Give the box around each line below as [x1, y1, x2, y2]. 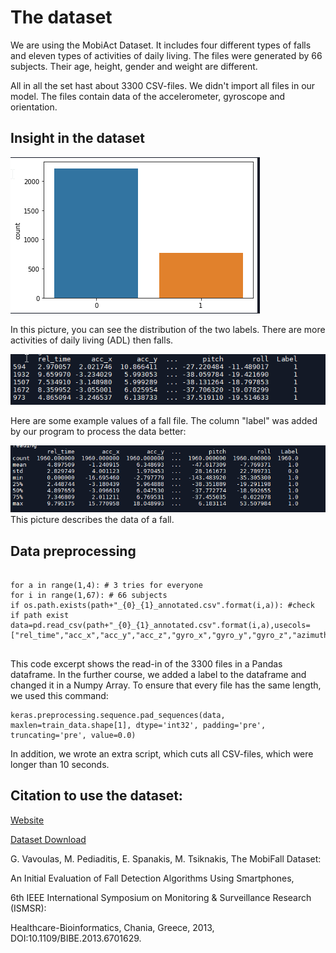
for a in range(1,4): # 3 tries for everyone [10, 580, 203, 590]
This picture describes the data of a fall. [10, 514, 175, 526]
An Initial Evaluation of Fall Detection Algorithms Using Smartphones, [10, 872, 295, 884]
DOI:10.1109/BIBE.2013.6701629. [10, 932, 142, 944]
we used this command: [10, 689, 109, 701]
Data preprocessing [10, 542, 137, 560]
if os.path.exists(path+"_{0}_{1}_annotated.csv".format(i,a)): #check [10, 600, 315, 610]
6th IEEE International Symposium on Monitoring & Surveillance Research [10, 891, 312, 903]
